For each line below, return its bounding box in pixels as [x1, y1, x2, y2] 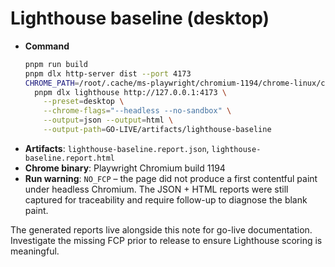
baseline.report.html [24, 153, 115, 163]
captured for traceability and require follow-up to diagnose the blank [24, 193, 308, 206]
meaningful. [10, 245, 60, 257]
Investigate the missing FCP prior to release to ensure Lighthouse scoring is [10, 234, 323, 246]
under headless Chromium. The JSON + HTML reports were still [24, 183, 289, 195]
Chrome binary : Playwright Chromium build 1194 [24, 162, 226, 174]
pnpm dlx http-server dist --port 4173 [24, 68, 192, 79]
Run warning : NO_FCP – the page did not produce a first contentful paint [24, 172, 318, 184]
